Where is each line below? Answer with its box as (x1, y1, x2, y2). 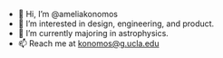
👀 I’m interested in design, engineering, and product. (17, 18, 215, 29)
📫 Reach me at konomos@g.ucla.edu (17, 38, 160, 49)
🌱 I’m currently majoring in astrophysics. (17, 28, 170, 38)
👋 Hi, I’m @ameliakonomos (17, 9, 118, 19)
